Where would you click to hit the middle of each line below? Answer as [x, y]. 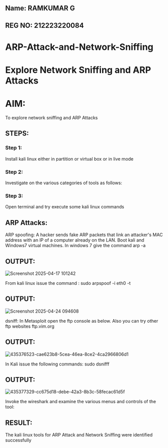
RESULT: [19, 423]
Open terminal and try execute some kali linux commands [65, 207]
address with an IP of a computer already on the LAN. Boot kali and [75, 240]
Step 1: [14, 148]
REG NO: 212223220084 [45, 25]
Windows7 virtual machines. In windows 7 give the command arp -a [75, 246]
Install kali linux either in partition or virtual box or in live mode [69, 159]
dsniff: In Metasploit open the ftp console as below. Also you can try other [82, 321]
